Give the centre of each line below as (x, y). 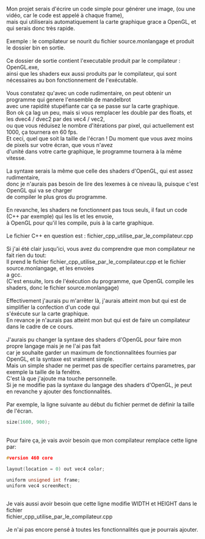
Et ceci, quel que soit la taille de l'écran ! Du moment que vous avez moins (100, 139)
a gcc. (14, 275)
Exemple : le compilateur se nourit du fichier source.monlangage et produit (100, 41)
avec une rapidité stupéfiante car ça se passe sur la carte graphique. (93, 106)
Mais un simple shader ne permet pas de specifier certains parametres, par (101, 365)
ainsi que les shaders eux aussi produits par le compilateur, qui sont (92, 74)
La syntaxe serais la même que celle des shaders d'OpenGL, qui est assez (100, 171)
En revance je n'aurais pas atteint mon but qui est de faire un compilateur (98, 320)
